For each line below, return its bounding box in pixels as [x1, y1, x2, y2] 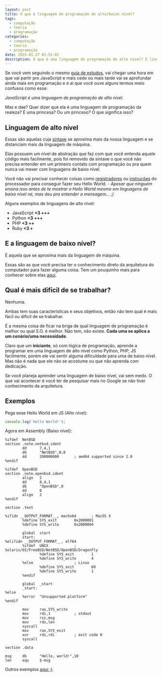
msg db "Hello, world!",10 [5, 654, 79, 659]
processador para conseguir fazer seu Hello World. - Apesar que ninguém [5, 181, 153, 187]
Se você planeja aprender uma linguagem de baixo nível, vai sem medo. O [5, 372, 152, 378]
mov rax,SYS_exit [22, 629, 66, 633]
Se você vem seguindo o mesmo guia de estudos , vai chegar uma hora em [5, 70, 153, 76]
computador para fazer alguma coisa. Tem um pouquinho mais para [5, 267, 140, 273]
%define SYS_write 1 [39, 569, 94, 574]
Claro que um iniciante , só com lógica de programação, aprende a [5, 342, 137, 348]
